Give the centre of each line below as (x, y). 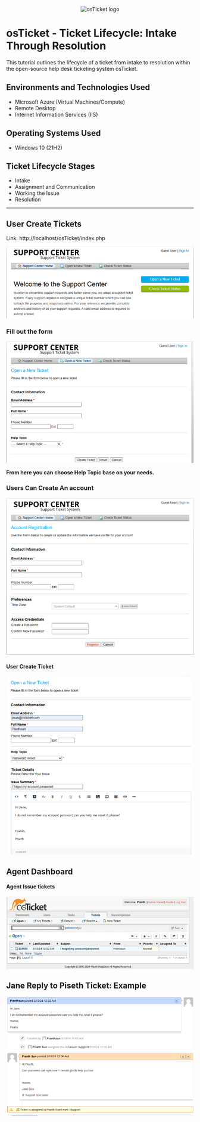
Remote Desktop (35, 108)
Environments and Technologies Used (78, 87)
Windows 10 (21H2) (38, 147)
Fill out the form (29, 331)
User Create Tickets (44, 224)
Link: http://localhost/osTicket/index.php (56, 238)
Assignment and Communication (55, 187)
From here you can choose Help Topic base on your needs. (80, 473)
